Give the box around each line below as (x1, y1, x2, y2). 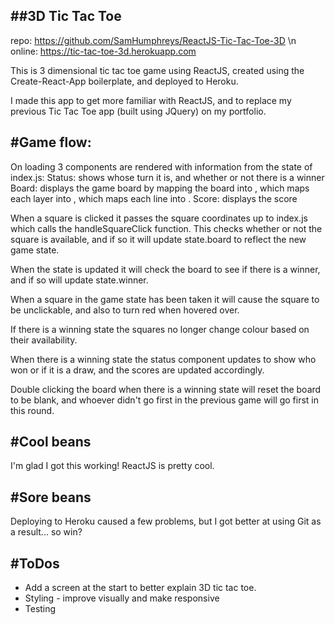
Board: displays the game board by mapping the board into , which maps (10, 182, 310, 194)
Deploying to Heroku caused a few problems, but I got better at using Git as (10, 515, 322, 528)
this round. (10, 404, 55, 416)
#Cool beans (10, 434, 92, 451)
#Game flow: (10, 134, 92, 151)
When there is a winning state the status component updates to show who (10, 353, 317, 365)
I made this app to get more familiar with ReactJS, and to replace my (10, 94, 292, 106)
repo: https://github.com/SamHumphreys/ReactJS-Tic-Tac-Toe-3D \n (10, 34, 297, 46)
